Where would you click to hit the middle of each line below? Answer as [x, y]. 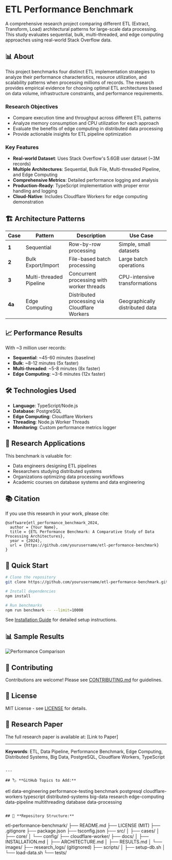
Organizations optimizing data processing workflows [68, 477]
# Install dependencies [31, 591]
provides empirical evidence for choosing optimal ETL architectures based [84, 88]
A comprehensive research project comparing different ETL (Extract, [78, 24]
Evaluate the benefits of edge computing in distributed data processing [88, 128]
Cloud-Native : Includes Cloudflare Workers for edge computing [80, 197]
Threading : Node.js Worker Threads [51, 422]
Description [91, 235]
